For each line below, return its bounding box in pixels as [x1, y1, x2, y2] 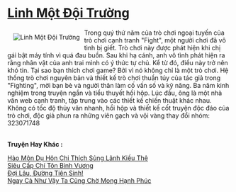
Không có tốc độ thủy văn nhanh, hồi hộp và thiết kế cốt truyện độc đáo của [7, 103, 230, 112]
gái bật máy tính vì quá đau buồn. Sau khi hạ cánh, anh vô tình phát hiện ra [7, 51, 225, 60]
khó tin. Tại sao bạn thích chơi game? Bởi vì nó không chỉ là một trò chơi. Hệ [7, 66, 229, 74]
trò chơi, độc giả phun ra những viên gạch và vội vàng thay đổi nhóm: [7, 111, 210, 120]
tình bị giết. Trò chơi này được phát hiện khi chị [84, 43, 221, 52]
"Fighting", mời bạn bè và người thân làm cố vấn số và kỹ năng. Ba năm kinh [7, 81, 230, 89]
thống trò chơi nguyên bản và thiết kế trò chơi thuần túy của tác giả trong [7, 73, 221, 82]
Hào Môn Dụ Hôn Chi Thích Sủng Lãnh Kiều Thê [7, 154, 149, 162]
